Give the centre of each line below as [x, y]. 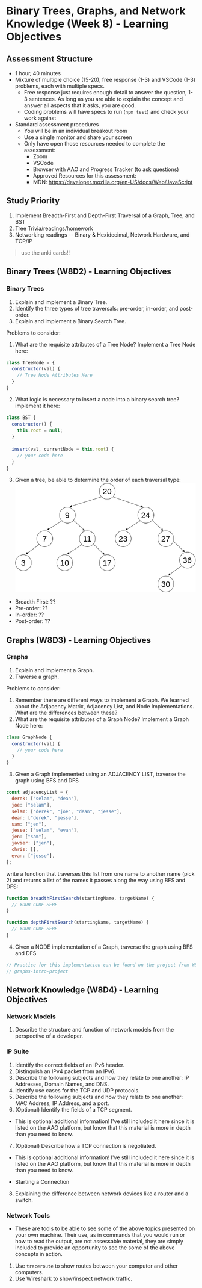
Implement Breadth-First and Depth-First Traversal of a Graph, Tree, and [105, 215]
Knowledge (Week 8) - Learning [87, 24]
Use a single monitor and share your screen [78, 137]
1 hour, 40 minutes [38, 73]
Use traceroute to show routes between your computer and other [96, 1266]
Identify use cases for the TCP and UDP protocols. [77, 1090]
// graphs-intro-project [37, 971]
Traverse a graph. [37, 677]
